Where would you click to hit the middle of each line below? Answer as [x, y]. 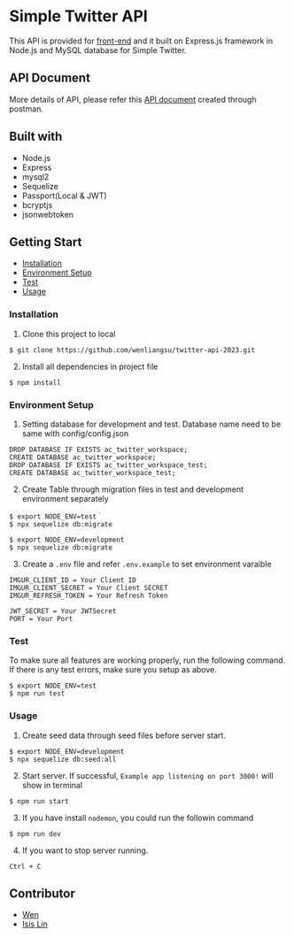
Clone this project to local [69, 334]
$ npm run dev [35, 833]
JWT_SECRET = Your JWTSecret [63, 611]
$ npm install [35, 382]
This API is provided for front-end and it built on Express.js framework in [141, 41]
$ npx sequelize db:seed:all [63, 759]
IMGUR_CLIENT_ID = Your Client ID [73, 580]
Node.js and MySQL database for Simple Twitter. [98, 50]
